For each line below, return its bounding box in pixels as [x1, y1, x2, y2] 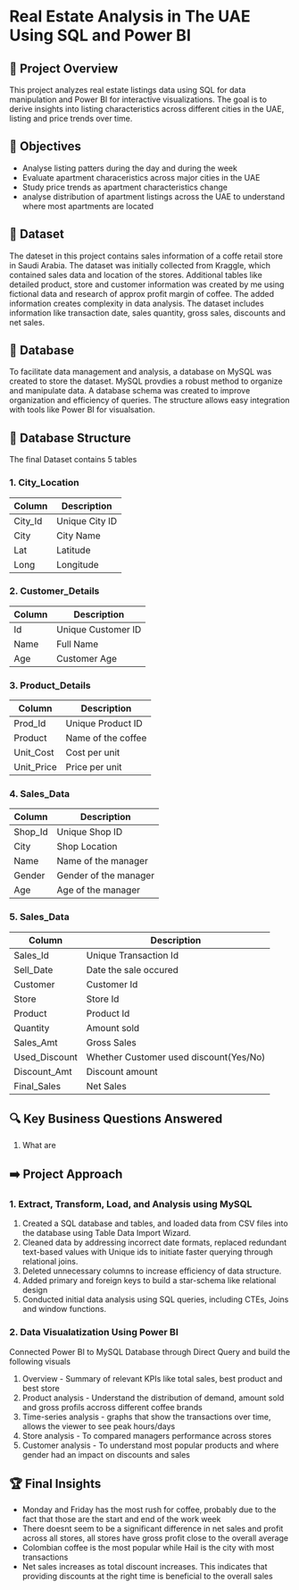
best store [21, 1383, 60, 1393]
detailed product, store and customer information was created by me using [9, 279, 285, 290]
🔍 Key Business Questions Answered [9, 1112, 223, 1127]
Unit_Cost [13, 747, 55, 759]
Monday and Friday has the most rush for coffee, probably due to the [21, 1504, 277, 1515]
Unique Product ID [65, 717, 143, 730]
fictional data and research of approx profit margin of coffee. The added [9, 288, 275, 299]
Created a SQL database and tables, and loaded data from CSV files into [21, 1218, 288, 1229]
